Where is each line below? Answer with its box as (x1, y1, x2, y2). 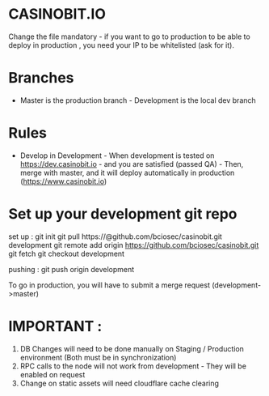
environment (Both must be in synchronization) (19, 352, 177, 362)
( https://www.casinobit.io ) (19, 176, 107, 186)
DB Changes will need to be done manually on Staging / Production (19, 343, 245, 353)
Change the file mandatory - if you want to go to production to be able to (8, 32, 250, 41)
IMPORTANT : (8, 317, 103, 335)
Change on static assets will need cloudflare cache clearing (19, 378, 220, 388)
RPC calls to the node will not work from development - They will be (19, 361, 246, 371)
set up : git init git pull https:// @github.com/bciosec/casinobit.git (8, 232, 222, 241)
